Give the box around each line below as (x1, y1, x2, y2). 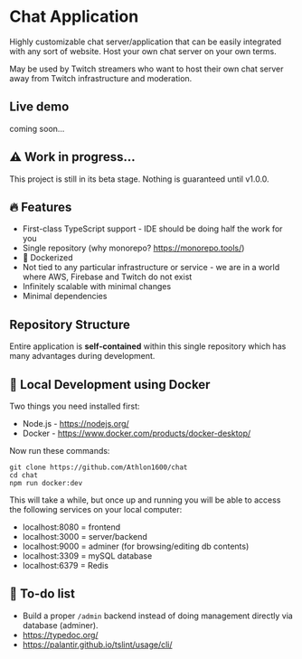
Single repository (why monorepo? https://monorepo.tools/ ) (22, 242, 245, 254)
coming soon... (9, 123, 65, 134)
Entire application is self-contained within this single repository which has (9, 341, 287, 352)
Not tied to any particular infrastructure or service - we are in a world (22, 262, 280, 273)
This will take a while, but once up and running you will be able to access (9, 494, 281, 505)
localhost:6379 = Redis (22, 560, 109, 570)
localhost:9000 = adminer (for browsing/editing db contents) (22, 541, 250, 551)
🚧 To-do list (9, 586, 75, 602)
